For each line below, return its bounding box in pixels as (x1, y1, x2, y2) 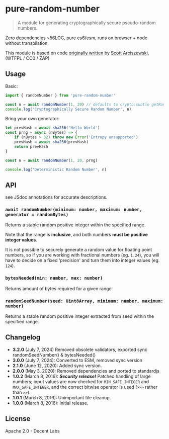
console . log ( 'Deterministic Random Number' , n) (5, 167, 107, 172)
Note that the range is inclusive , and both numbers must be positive (5, 232, 148, 238)
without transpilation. (5, 40, 49, 46)
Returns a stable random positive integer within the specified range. (5, 222, 146, 228)
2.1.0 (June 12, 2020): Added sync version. (12, 363, 102, 369)
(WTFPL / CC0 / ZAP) (5, 55, 50, 61)
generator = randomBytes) (5, 212, 69, 218)
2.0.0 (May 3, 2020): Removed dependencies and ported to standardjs (12, 368, 160, 374)
